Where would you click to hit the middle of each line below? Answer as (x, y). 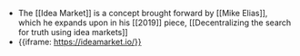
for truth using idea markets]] (73, 32)
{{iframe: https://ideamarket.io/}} (80, 42)
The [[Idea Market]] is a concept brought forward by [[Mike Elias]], (143, 13)
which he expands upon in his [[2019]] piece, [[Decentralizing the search (155, 23)
